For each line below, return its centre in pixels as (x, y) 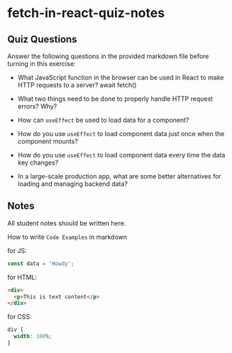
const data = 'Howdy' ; (41, 264)
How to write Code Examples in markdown (67, 237)
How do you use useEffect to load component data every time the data (121, 155)
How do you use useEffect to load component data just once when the (121, 134)
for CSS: (20, 317)
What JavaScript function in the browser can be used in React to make (121, 77)
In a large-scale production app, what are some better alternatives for (119, 176)
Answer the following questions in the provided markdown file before (108, 56)
